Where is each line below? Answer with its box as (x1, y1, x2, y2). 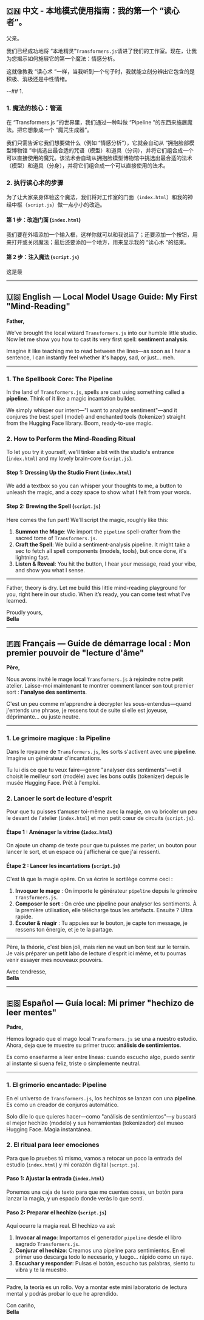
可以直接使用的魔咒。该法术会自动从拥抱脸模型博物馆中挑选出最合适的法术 (6, 154, 192, 162)
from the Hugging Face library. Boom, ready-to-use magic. (6, 419, 153, 427)
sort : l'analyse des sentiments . (6, 688, 87, 696)
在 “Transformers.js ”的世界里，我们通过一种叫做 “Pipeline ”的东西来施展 (6, 119, 188, 126)
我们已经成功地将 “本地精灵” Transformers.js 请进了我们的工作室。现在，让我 (6, 47, 197, 55)
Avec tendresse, (6, 968, 47, 975)
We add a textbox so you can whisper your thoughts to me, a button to (6, 482, 183, 490)
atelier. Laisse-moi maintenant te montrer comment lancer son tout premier (6, 682, 194, 689)
